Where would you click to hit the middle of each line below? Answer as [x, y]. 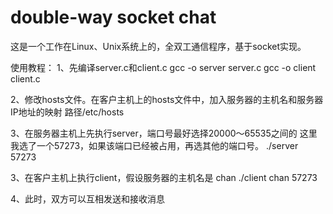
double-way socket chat [113, 17]
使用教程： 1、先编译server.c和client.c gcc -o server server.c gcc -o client [163, 67]
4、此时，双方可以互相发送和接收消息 [88, 198]
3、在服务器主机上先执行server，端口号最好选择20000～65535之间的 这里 [164, 133]
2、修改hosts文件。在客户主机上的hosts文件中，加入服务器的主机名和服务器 [167, 99]
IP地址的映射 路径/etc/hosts [67, 112]
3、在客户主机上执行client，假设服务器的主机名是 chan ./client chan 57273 [164, 177]
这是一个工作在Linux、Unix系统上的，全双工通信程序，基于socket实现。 [158, 46]
